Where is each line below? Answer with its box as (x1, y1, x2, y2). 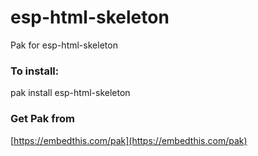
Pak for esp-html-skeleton (10, 39, 118, 51)
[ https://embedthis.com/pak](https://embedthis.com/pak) (10, 134, 248, 146)
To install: (10, 64, 60, 78)
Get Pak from (10, 112, 75, 126)
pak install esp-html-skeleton (10, 87, 131, 99)
